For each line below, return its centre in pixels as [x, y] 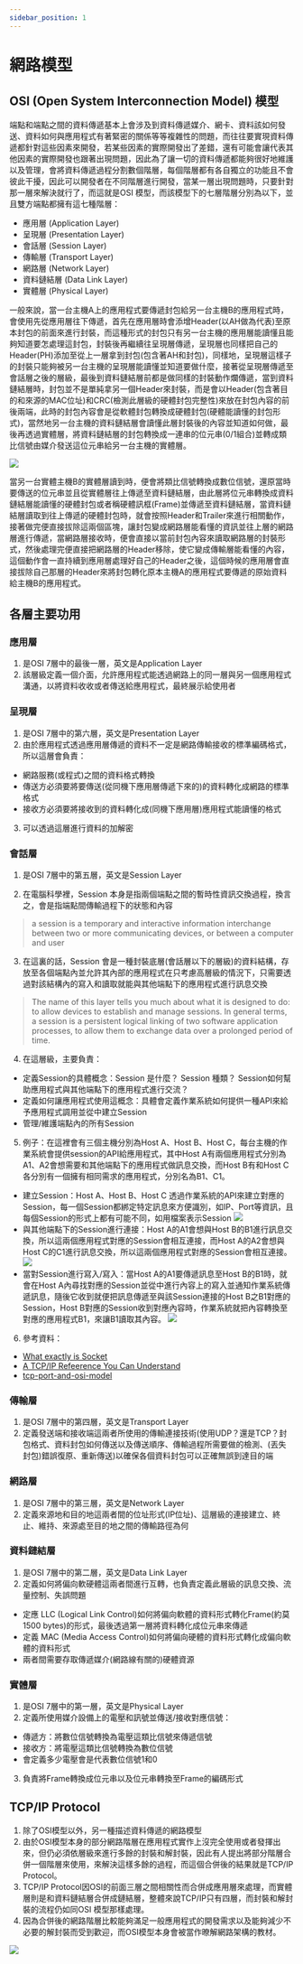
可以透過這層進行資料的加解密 [78, 828]
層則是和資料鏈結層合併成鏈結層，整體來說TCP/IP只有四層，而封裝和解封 [158, 1898]
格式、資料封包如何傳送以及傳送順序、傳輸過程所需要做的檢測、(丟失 [158, 1445]
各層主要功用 [45, 614]
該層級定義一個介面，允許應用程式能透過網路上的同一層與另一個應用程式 [156, 675]
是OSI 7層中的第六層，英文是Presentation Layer [111, 733]
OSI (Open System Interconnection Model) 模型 [144, 102]
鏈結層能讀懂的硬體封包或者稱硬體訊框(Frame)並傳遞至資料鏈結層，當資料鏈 [150, 504]
